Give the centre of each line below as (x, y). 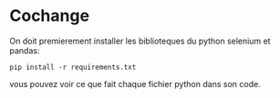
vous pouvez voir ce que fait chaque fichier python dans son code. (135, 83)
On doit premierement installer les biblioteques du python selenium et (140, 41)
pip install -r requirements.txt (73, 67)
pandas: (25, 50)
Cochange (49, 16)
